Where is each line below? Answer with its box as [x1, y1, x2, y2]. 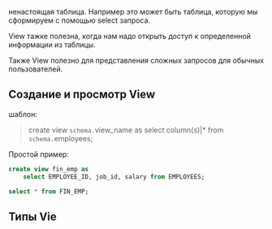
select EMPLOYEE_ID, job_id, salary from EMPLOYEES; [23, 172, 205, 181]
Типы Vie [8, 210, 57, 223]
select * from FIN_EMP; [8, 187, 89, 196]
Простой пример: [8, 149, 69, 159]
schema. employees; [28, 133, 93, 143]
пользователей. [8, 64, 63, 74]
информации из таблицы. [8, 40, 96, 50]
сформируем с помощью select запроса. [8, 15, 151, 25]
